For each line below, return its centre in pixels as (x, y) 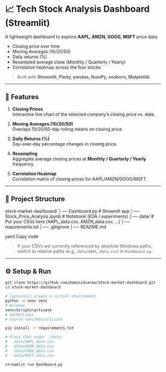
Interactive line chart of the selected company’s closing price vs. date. (84, 114)
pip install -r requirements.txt (40, 328)
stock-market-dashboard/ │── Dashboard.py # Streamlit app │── (72, 211)
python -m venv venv (26, 301)
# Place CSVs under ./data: (34, 337)
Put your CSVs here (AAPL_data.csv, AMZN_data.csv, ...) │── (68, 221)
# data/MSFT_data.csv (30, 355)
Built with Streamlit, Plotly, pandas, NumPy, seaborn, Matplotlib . (84, 77)
